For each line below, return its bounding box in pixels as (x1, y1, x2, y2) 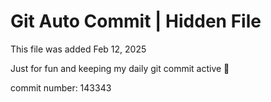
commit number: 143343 (10, 81, 112, 94)
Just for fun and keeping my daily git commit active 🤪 (10, 62, 230, 74)
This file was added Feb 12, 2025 (10, 43, 147, 55)
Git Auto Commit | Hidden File (10, 10, 262, 33)
